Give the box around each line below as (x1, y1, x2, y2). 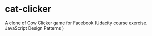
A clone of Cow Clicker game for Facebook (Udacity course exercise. (5, 20, 148, 26)
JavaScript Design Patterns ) (5, 25, 64, 31)
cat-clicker (5, 3, 51, 15)
